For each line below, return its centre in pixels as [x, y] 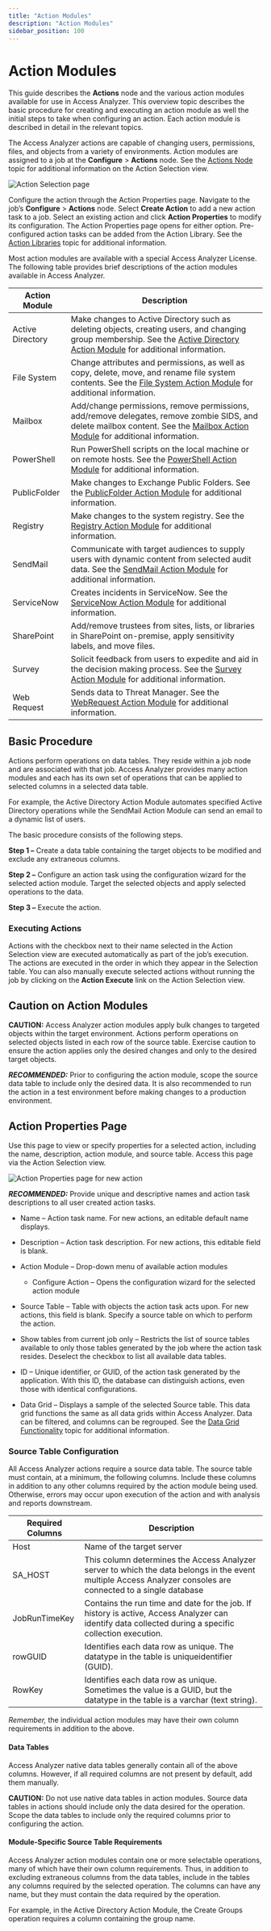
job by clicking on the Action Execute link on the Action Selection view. [127, 980]
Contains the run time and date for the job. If [168, 1603]
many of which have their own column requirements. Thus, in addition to [128, 1868]
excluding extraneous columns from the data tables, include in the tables [129, 1877]
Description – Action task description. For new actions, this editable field [140, 1243]
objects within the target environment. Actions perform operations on [123, 1034]
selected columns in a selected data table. [79, 787]
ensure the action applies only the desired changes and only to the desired [133, 1051]
